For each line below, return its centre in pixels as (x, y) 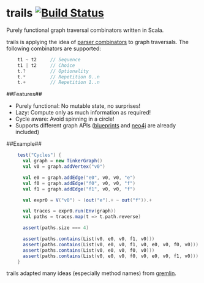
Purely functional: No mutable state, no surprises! (78, 106)
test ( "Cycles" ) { (40, 155)
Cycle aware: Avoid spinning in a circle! (65, 119)
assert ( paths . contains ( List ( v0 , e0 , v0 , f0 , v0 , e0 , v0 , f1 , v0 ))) (111, 256)
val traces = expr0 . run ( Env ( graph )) (69, 211)
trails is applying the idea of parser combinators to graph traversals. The (97, 42)
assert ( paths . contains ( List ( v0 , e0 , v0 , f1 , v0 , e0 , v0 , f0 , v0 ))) (111, 244)
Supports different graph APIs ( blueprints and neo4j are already (96, 126)
